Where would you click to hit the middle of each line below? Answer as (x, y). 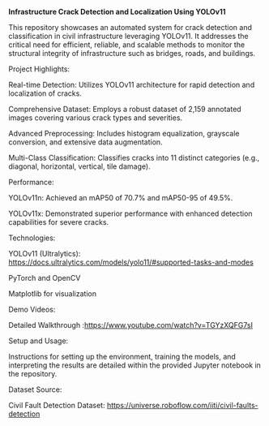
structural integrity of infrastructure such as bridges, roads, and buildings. (132, 53)
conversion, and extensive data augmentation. (86, 142)
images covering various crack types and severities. (96, 118)
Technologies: (32, 238)
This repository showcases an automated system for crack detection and (130, 27)
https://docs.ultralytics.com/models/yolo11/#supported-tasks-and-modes (131, 262)
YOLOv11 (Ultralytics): (45, 254)
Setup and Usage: (38, 341)
